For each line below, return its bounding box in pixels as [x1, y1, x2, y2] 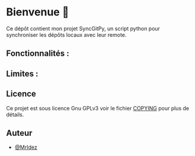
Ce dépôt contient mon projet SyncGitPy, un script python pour [6, 25, 160, 32]
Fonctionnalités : [6, 49, 69, 59]
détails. [6, 111, 24, 118]
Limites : [6, 68, 39, 79]
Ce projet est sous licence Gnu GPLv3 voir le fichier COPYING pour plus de [6, 104, 190, 112]
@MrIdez [14, 144, 37, 151]
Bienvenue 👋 [6, 5, 69, 19]
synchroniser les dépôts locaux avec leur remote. [6, 31, 127, 38]
